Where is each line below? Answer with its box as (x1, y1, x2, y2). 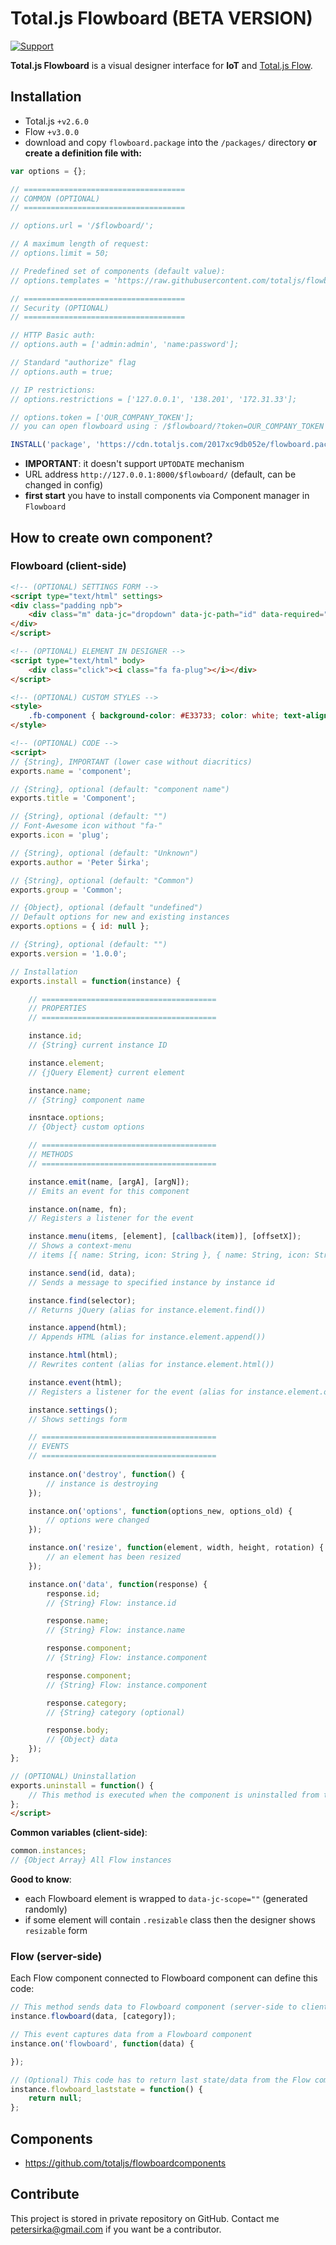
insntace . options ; (28, 1113, 105, 1123)
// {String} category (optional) (46, 1707, 186, 1717)
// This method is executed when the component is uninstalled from (28, 1790, 320, 1800)
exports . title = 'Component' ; (10, 793, 137, 804)
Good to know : (10, 1873, 72, 1886)
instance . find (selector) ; (28, 1295, 137, 1306)
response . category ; (46, 1698, 128, 1708)
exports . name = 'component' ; (10, 766, 132, 776)
